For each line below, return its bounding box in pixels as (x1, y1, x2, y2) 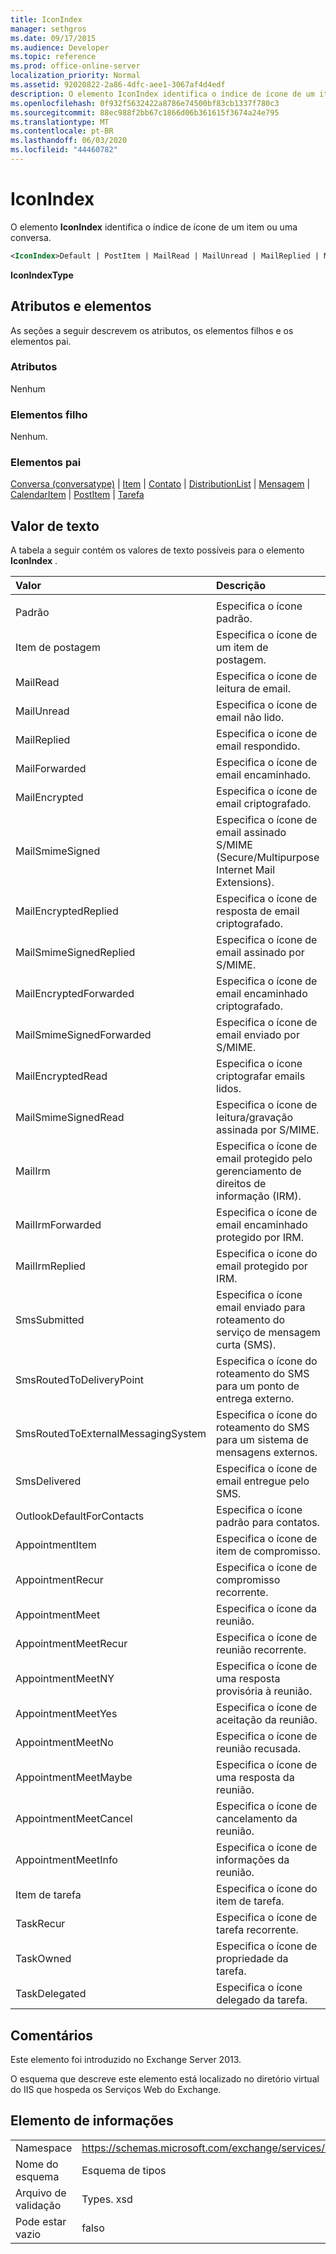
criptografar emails (216, 1069, 306, 1083)
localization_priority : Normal (10, 71, 141, 81)
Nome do (15, 2157, 59, 2171)
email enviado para (216, 1301, 306, 1315)
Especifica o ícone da (216, 1602, 318, 1616)
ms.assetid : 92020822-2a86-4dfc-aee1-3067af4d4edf (10, 80, 226, 90)
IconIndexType (10, 269, 74, 281)
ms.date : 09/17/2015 (10, 33, 97, 43)
